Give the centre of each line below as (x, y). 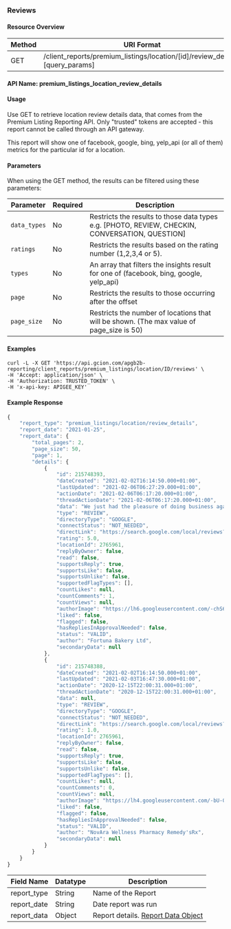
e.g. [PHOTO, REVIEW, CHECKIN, (143, 226)
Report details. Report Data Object (148, 915)
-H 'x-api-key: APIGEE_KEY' (47, 387)
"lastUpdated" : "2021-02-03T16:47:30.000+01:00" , (129, 679)
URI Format (142, 45)
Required (68, 205)
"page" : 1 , (47, 455)
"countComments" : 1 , (86, 596)
